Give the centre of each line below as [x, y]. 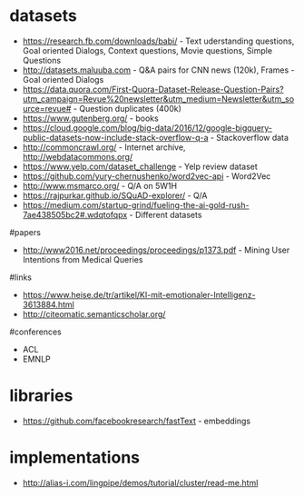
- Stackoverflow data [249, 137]
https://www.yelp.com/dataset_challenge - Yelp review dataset [140, 166]
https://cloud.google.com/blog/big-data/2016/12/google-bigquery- [147, 127]
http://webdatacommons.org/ [78, 156]
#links [20, 277]
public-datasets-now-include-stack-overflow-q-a [115, 137]
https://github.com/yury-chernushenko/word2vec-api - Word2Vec [147, 176]
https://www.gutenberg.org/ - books [90, 118]
